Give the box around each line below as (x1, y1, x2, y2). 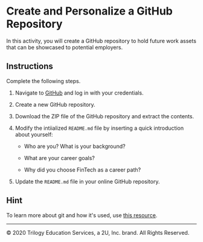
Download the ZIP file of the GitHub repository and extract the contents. (14, 112, 195, 119)
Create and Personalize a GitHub (6, 4, 173, 18)
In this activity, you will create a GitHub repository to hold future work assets (6, 37, 196, 44)
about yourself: (14, 130, 53, 138)
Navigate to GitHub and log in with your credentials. (14, 89, 144, 96)
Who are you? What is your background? (24, 143, 126, 150)
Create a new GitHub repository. (14, 101, 95, 108)
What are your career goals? (24, 154, 95, 161)
